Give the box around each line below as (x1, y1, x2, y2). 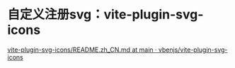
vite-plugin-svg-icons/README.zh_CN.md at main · (7, 45, 157, 54)
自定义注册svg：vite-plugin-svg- (7, 6, 204, 23)
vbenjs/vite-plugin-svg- (158, 45, 228, 54)
